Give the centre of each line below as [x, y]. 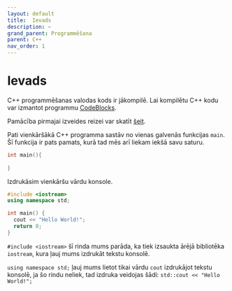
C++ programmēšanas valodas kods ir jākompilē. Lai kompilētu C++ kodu [113, 100]
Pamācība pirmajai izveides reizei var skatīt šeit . [77, 121]
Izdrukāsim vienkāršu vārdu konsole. [60, 181]
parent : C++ [24, 40]
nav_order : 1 [26, 46]
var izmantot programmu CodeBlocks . [62, 107]
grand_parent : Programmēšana [50, 33]
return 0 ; [28, 227]
